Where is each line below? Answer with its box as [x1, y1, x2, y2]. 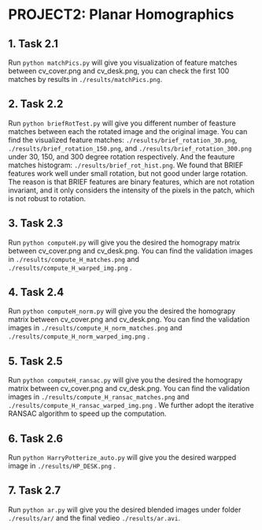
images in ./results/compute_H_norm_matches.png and [8, 323, 183, 333]
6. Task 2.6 [8, 431, 64, 445]
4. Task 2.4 [8, 286, 65, 299]
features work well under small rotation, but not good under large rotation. [8, 168, 248, 178]
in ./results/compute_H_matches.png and [8, 254, 140, 263]
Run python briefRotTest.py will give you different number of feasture [8, 118, 236, 128]
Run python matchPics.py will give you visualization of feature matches [8, 58, 238, 67]
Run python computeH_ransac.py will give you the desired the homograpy [8, 375, 243, 385]
